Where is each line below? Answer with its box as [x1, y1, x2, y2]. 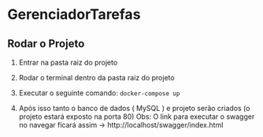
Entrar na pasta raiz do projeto [18, 57, 118, 67]
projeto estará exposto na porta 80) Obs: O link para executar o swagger [18, 112, 255, 121]
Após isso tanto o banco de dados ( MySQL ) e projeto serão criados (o [18, 104, 250, 113]
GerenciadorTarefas [7, 6, 141, 24]
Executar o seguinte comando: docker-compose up [18, 88, 180, 98]
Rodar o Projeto [7, 37, 85, 50]
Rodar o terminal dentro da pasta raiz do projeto [18, 73, 175, 82]
